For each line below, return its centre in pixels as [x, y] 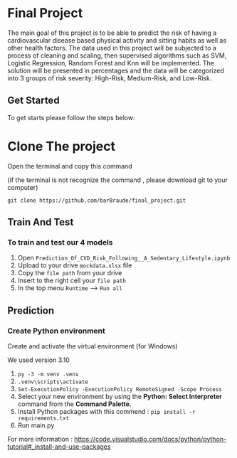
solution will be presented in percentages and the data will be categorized [116, 70]
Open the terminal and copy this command [70, 166]
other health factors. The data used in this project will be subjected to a [112, 48]
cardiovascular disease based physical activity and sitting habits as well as [117, 40]
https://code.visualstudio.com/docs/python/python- [150, 440]
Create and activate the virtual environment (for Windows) [93, 346]
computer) [23, 187]
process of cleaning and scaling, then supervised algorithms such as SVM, [117, 55]
